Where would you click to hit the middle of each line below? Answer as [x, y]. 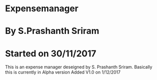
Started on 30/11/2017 [51, 53]
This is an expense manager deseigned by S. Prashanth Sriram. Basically [79, 67]
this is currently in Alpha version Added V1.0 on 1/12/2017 [63, 72]
